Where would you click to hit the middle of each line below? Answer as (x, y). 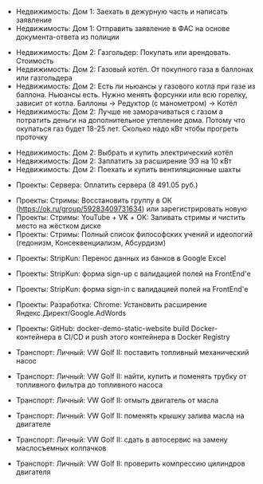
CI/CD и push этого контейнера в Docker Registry (147, 337)
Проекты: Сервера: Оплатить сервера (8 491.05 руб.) (107, 185)
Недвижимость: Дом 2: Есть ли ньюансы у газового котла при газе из (135, 86)
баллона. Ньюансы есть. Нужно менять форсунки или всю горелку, (131, 94)
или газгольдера (44, 78)
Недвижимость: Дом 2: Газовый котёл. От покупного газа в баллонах (134, 69)
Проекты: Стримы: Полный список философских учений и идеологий (134, 234)
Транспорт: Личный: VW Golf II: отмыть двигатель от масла (117, 400)
